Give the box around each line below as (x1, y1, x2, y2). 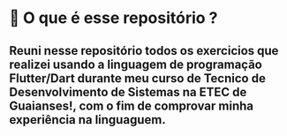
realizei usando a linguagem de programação (9, 57, 262, 72)
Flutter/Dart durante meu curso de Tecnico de (9, 71, 267, 86)
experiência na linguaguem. (9, 112, 166, 127)
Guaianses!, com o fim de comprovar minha (9, 98, 254, 113)
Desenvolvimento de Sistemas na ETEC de (9, 84, 247, 100)
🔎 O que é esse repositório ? (9, 8, 218, 28)
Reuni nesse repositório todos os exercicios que (9, 43, 279, 58)
